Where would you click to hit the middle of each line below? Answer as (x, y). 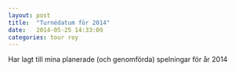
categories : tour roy (43, 37)
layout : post (29, 15)
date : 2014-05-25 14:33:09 (56, 30)
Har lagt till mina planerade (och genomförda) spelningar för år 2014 (118, 59)
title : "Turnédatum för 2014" (59, 23)
